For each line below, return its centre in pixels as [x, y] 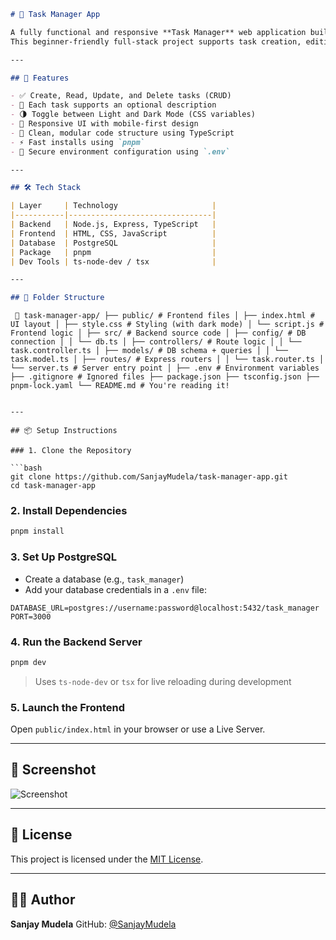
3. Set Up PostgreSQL [64, 557]
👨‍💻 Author [43, 900]
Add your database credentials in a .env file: [115, 589]
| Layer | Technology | [113, 206]
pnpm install [37, 531]
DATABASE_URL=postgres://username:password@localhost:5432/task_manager [165, 608]
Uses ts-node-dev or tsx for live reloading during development [163, 681]
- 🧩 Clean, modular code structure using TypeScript [122, 133]
